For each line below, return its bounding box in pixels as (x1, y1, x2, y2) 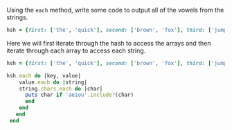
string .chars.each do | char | (19, 85, 103, 92)
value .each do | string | (19, 79, 88, 86)
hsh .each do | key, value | (6, 72, 81, 79)
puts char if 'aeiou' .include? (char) (24, 91, 134, 99)
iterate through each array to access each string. (6, 46, 146, 55)
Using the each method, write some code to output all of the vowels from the (6, 6, 224, 14)
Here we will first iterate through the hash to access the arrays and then (6, 39, 211, 47)
